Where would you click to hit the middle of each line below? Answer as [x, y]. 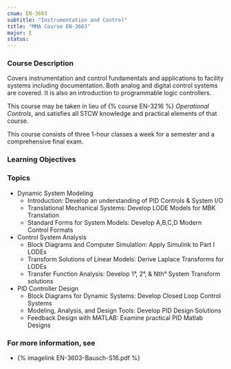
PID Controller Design [48, 288]
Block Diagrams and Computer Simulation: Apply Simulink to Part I [121, 244]
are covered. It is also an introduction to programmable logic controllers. [109, 93]
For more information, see [51, 343]
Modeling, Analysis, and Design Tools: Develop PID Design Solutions [124, 310]
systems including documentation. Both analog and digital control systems [112, 86]
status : [18, 39]
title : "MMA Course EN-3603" [49, 26]
